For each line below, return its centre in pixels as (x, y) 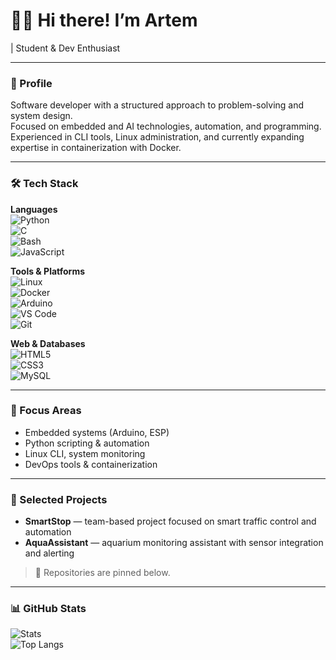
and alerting (49, 553)
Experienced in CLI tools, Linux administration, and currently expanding (157, 137)
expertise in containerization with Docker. (96, 148)
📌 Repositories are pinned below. (102, 573)
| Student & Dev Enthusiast (65, 48)
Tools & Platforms (48, 271)
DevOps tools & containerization (91, 464)
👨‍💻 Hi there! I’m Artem (104, 20)
